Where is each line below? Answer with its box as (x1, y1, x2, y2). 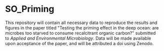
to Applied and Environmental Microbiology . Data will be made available (5, 35, 152, 41)
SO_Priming (5, 3, 54, 15)
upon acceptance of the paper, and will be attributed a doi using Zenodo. (5, 40, 154, 46)
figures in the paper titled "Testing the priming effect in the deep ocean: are (5, 25, 159, 30)
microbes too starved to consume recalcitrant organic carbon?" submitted (5, 30, 156, 36)
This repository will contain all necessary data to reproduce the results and (5, 20, 158, 25)
